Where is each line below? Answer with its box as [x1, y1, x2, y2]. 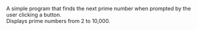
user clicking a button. [6, 11, 62, 18]
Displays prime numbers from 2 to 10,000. [6, 18, 110, 24]
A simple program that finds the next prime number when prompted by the [6, 5, 191, 12]
